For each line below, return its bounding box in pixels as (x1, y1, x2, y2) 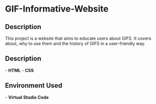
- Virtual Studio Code (5, 94, 49, 100)
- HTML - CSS (5, 67, 34, 73)
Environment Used (5, 81, 63, 90)
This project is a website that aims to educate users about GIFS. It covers (5, 35, 152, 41)
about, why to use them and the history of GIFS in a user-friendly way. (5, 41, 146, 46)
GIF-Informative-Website (5, 3, 108, 15)
